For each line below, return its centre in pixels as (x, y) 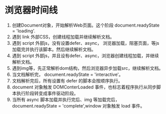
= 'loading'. (24, 31)
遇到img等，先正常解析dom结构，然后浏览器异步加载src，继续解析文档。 (88, 68)
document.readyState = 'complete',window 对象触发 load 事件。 (78, 105)
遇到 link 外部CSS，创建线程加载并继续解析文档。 (63, 37)
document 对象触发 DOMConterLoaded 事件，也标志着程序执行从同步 (84, 87)
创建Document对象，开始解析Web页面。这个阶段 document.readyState (86, 25)
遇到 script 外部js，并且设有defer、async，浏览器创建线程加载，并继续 (86, 55)
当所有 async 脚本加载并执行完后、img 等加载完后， (66, 99)
